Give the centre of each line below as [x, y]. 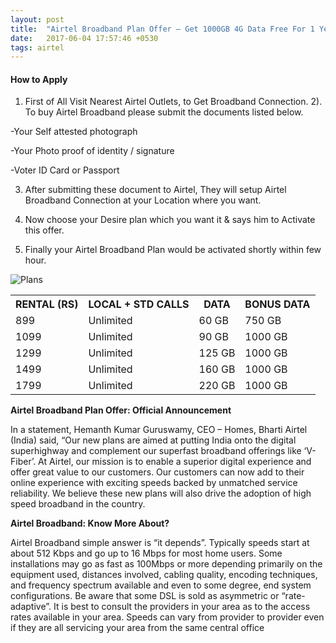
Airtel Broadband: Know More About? [90, 523]
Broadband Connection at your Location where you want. [143, 200]
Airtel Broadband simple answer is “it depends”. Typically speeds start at [160, 543]
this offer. [44, 230]
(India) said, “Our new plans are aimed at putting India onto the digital [153, 440]
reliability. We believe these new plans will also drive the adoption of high [161, 493]
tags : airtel [37, 47]
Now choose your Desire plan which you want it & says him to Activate [170, 220]
